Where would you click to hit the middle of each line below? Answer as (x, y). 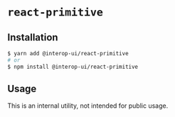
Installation (33, 37)
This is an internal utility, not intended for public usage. (88, 106)
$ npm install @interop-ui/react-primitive (73, 67)
